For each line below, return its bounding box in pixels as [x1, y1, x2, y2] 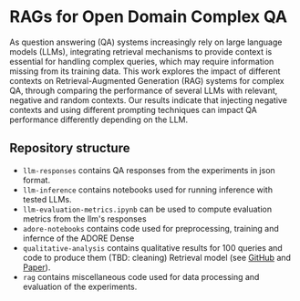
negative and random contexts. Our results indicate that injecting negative [9, 94, 287, 106]
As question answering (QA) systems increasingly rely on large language [9, 36, 283, 47]
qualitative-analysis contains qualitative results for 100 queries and [22, 242, 283, 253]
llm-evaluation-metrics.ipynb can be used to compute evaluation [22, 203, 272, 214]
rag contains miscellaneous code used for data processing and [22, 271, 260, 282]
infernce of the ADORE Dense [22, 233, 135, 244]
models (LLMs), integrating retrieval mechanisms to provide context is [9, 46, 273, 57]
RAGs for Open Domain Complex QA [9, 6, 288, 27]
